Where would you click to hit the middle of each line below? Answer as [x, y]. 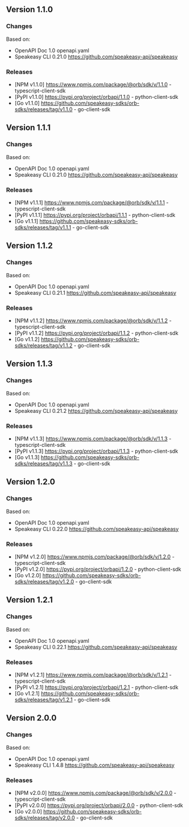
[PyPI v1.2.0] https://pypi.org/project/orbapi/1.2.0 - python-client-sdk [98, 569]
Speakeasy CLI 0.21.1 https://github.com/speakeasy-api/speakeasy [95, 292]
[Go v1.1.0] [27, 103]
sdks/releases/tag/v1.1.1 [43, 227]
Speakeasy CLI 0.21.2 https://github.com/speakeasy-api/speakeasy [96, 411]
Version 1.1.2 [30, 246]
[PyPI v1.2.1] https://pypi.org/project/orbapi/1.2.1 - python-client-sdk [96, 687]
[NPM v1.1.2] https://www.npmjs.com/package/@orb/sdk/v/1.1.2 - [93, 321]
